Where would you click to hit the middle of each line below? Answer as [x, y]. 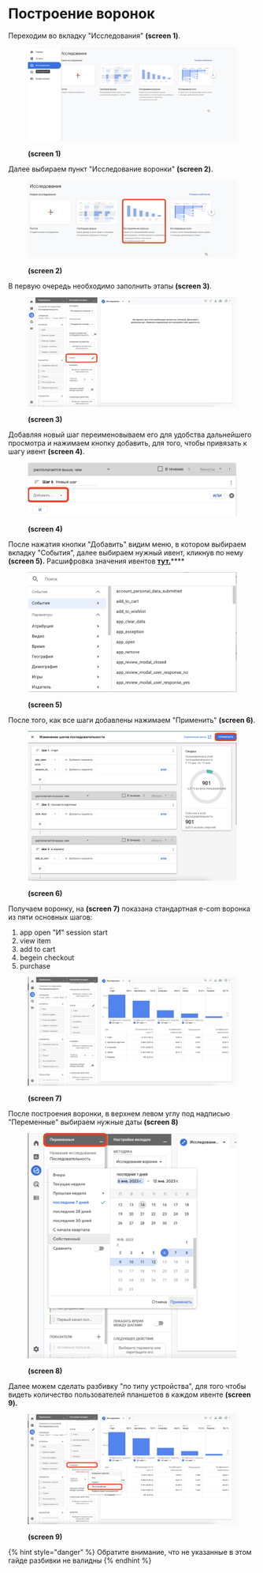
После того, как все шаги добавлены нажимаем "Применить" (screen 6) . [132, 721]
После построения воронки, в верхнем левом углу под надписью [119, 1114]
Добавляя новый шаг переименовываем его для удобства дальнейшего [130, 435]
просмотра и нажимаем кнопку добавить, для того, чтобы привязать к [128, 442]
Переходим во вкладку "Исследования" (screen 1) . [94, 36]
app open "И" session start [63, 932]
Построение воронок [81, 14]
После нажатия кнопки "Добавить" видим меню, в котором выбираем [127, 544]
